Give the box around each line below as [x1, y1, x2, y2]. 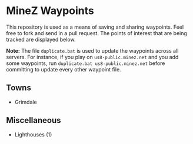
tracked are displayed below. [6, 36, 76, 43]
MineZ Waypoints [6, 4, 94, 18]
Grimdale [14, 98, 37, 105]
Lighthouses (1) [14, 131, 52, 138]
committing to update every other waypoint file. [6, 66, 122, 73]
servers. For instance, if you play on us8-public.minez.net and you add [6, 53, 179, 60]
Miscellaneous [6, 115, 61, 125]
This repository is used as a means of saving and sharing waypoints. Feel [6, 23, 184, 30]
